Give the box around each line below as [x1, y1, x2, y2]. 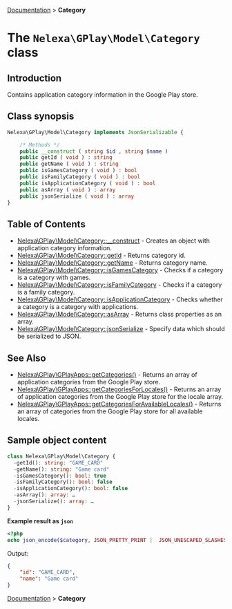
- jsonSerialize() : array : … [13, 498, 95, 505]
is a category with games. [17, 273, 91, 282]
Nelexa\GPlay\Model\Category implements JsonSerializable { [7, 129, 184, 135]
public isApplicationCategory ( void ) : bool [19, 180, 156, 187]
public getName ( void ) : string [19, 160, 119, 168]
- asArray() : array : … [13, 491, 76, 498]
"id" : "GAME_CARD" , [19, 569, 76, 576]
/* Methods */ [19, 141, 60, 148]
